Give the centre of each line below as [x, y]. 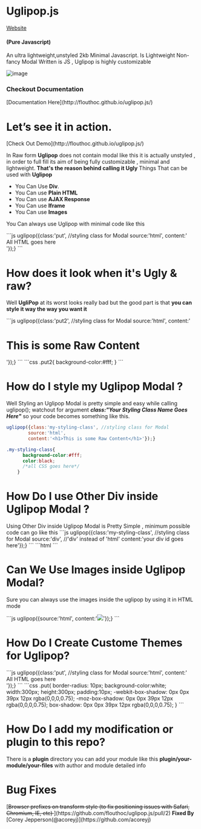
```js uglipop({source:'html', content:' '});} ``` [63, 619]
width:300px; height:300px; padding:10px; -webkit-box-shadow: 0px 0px [98, 692]
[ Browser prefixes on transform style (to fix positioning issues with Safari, [98, 807]
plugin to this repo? [56, 742]
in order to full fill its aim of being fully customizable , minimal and [88, 162]
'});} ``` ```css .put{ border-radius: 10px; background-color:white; [86, 685]
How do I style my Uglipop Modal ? [95, 387]
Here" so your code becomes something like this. [68, 416]
